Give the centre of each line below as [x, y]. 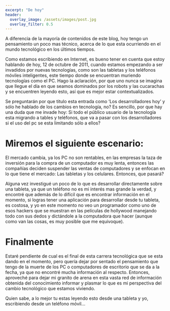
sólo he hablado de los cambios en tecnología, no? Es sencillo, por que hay [84, 107]
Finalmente [29, 242]
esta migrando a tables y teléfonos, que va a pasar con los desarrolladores [83, 118]
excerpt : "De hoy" [25, 10]
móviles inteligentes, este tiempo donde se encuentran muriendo [73, 75]
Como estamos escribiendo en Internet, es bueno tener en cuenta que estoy [85, 59]
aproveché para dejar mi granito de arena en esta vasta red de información [83, 278]
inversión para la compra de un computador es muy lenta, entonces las [80, 163]
